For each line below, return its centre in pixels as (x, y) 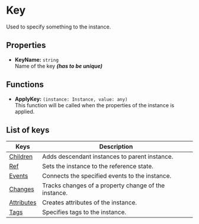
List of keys (28, 130)
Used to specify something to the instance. (59, 27)
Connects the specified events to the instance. (107, 176)
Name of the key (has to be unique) (58, 66)
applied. (25, 111)
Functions (25, 84)
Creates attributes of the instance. (90, 203)
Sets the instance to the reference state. (98, 167)
